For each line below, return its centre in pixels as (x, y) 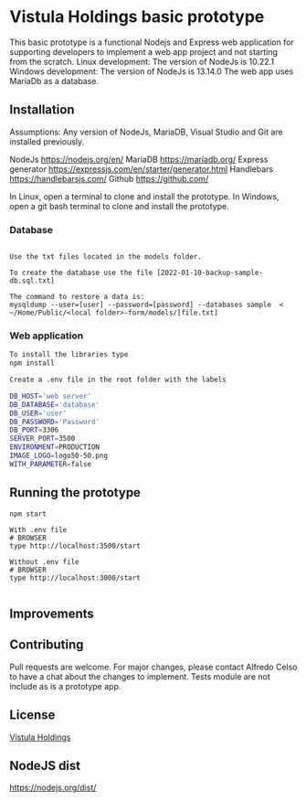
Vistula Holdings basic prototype (137, 17)
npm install (32, 363)
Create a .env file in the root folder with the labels (118, 380)
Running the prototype (75, 492)
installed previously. (47, 141)
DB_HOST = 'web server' (51, 396)
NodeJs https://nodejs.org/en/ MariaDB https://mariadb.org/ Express (139, 159)
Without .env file (44, 561)
